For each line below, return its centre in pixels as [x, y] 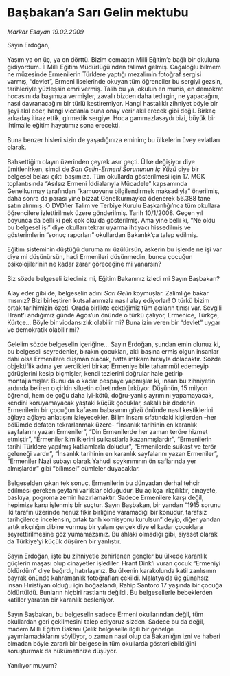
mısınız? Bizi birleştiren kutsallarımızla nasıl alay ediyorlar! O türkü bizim [108, 300]
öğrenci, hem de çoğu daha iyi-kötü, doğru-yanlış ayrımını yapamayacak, [111, 395]
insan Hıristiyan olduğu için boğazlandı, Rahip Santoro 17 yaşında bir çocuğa [115, 585]
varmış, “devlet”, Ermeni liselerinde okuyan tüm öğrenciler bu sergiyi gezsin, [115, 81]
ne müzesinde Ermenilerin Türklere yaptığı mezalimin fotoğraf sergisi [104, 74]
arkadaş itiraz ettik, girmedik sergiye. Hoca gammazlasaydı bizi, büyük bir [111, 117]
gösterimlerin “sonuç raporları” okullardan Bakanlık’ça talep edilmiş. [103, 234]
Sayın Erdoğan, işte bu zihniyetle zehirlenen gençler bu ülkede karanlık [107, 556]
